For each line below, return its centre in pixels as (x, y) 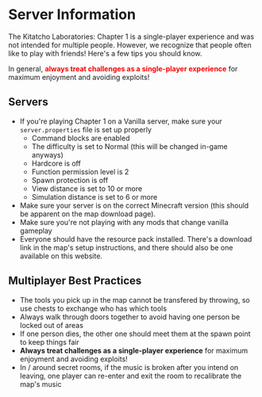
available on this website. (61, 256)
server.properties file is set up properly (86, 129)
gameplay (36, 231)
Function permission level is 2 (80, 171)
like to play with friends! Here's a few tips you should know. (105, 53)
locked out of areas (51, 325)
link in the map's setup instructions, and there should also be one (126, 247)
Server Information (72, 15)
